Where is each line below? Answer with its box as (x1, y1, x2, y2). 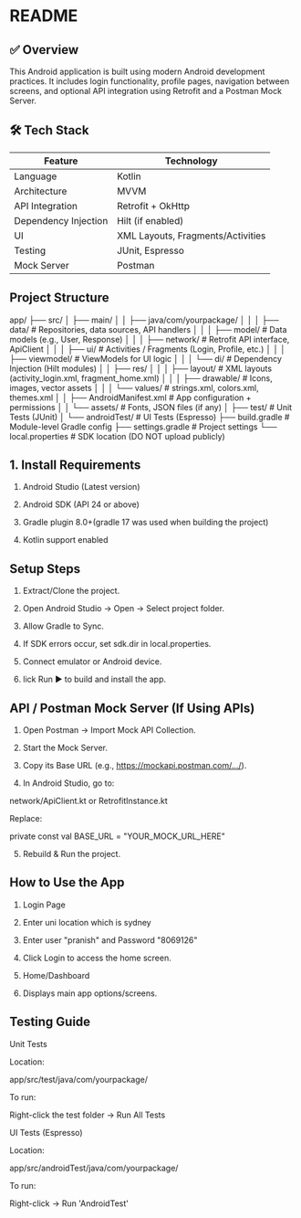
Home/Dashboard (22, 969, 90, 980)
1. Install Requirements (9, 458, 141, 473)
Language (14, 170, 57, 183)
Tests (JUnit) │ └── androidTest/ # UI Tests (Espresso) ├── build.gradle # (9, 411, 290, 422)
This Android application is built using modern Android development (9, 66, 265, 77)
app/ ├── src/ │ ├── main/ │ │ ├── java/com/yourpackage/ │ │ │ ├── (9, 314, 280, 325)
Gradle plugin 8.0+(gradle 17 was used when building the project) (22, 517, 269, 528)
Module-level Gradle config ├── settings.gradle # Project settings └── (9, 421, 277, 432)
